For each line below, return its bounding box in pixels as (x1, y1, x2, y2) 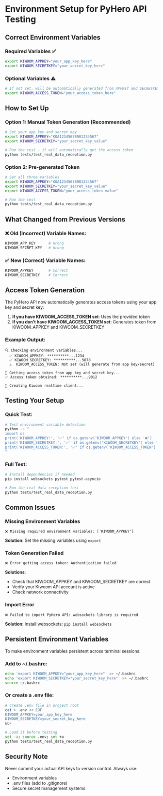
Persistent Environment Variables (5, 635, 109, 643)
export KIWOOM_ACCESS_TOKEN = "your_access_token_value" (5, 188, 118, 193)
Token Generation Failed (5, 550, 64, 557)
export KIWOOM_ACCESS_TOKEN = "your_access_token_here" (5, 90, 116, 96)
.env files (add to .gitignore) (12, 780, 68, 786)
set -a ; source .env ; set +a (5, 735, 64, 739)
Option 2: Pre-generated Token (5, 163, 80, 170)
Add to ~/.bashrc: (5, 660, 48, 667)
